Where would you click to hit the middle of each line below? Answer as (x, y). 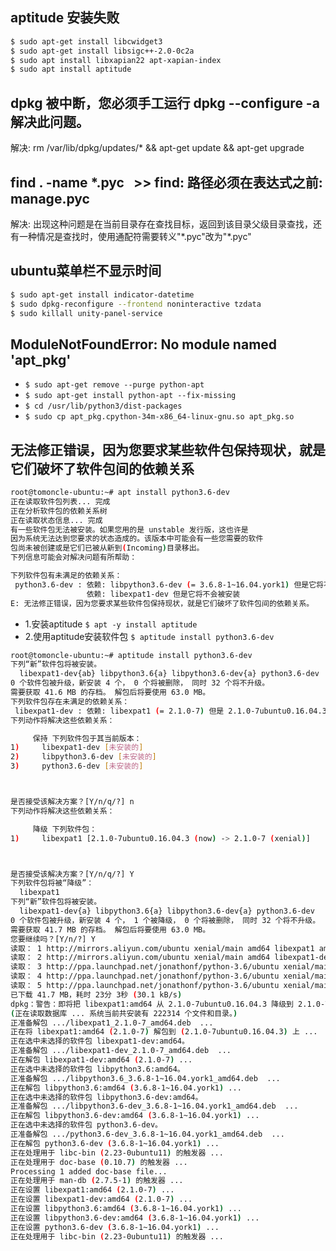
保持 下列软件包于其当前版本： (87, 738)
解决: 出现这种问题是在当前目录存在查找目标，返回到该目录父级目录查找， (161, 224)
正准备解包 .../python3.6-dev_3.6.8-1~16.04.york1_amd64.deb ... (147, 1134)
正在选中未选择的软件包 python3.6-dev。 (86, 1125)
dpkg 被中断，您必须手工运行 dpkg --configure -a (165, 103)
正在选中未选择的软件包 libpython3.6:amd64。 (97, 1069)
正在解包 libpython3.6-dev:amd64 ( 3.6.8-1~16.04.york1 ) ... (135, 1116)
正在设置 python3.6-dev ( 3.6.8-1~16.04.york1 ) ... (115, 1227)
